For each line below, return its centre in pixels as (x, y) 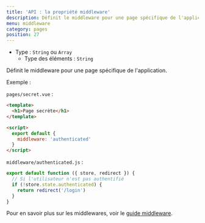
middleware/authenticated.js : (45, 162)
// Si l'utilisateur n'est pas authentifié (68, 179)
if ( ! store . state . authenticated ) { (57, 185)
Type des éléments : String (59, 59)
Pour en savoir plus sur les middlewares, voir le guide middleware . (89, 213)
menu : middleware (28, 23)
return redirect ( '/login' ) (52, 190)
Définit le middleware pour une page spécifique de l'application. (87, 70)
